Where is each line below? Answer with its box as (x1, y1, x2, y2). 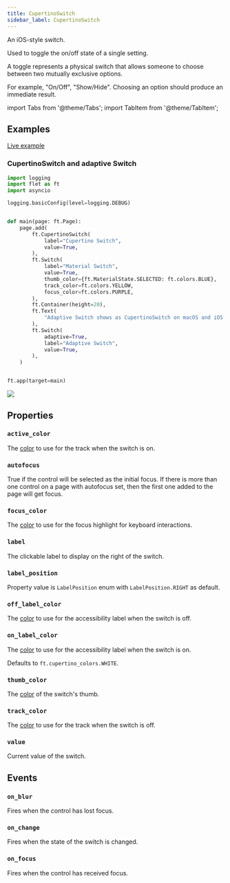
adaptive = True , (43, 333, 88, 340)
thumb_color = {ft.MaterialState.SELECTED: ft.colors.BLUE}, (43, 276, 217, 282)
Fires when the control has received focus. (7, 869, 129, 877)
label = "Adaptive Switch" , (43, 340, 118, 346)
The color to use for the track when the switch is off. (7, 721, 156, 729)
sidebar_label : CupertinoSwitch (7, 17, 100, 23)
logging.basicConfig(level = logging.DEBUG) (7, 200, 131, 207)
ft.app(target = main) (7, 377, 67, 384)
